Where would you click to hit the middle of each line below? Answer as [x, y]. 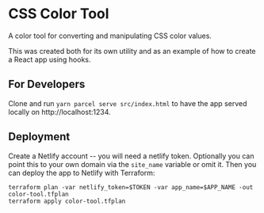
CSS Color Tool [59, 14]
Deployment [39, 137]
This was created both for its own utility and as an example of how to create [132, 51]
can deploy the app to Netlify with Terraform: [82, 173]
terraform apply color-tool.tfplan [67, 201]
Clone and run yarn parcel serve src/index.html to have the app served [128, 103]
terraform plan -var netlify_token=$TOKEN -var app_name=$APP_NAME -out [131, 187]
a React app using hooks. [50, 59]
